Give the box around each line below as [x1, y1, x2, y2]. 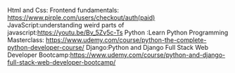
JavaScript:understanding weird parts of [7, 21, 125, 29]
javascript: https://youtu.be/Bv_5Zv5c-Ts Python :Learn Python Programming [7, 28, 229, 36]
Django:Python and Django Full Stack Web [85, 44, 209, 51]
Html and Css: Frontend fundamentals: [7, 6, 120, 14]
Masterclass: [7, 36, 44, 44]
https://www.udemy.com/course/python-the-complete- [45, 36, 207, 44]
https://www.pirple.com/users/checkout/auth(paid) [7, 13, 155, 22]
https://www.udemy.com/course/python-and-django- [70, 51, 226, 59]
